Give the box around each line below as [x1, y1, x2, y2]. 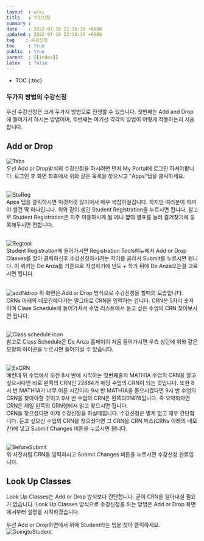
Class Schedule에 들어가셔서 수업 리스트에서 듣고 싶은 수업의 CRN [17, 304, 177, 311]
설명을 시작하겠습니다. [27, 508, 80, 515]
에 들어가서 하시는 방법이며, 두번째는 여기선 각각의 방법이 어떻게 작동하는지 [6, 115, 184, 122]
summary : [6, 20, 32, 26]
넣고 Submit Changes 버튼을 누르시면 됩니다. [19, 425, 128, 432]
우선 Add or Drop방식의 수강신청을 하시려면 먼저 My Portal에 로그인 [6, 164, 169, 172]
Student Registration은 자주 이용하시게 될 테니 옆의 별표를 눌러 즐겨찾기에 [12, 213, 189, 221]
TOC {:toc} [15, 77, 43, 84]
